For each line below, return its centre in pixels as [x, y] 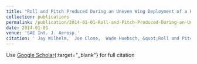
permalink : [19, 22]
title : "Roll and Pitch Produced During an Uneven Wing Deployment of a [97, 11]
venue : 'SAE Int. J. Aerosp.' [43, 33]
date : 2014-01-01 [27, 28]
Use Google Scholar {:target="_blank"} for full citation [70, 55]
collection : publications [38, 17]
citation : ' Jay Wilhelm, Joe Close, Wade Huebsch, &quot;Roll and [93, 38]
